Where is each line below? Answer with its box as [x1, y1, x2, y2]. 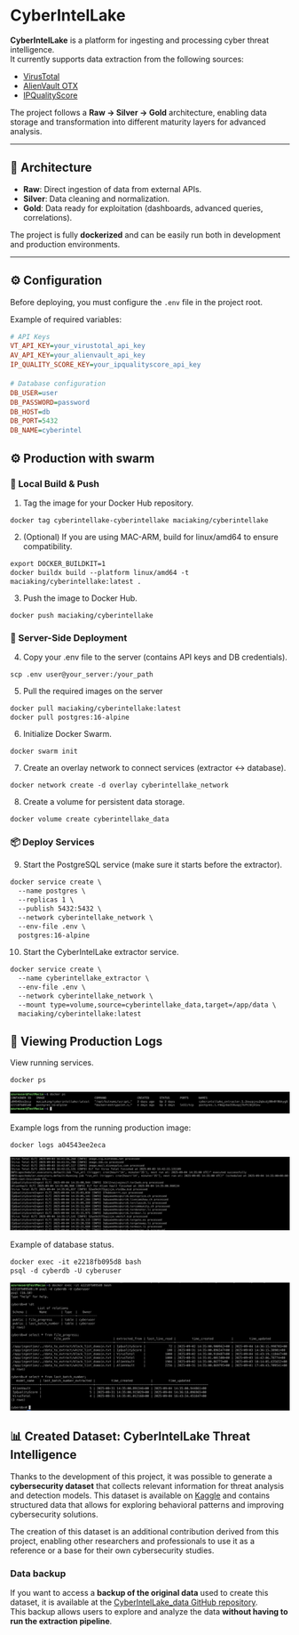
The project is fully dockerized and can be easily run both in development [10, 229, 281, 240]
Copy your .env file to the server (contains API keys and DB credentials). [22, 652, 287, 663]
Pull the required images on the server [22, 686, 163, 697]
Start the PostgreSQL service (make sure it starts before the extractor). [22, 860, 283, 870]
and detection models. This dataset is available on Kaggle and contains [10, 1490, 270, 1501]
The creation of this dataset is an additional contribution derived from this [10, 1526, 279, 1536]
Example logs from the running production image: [10, 1122, 192, 1133]
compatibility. [22, 540, 73, 552]
